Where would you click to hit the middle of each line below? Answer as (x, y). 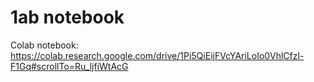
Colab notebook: (44, 45)
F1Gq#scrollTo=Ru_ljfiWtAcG (69, 66)
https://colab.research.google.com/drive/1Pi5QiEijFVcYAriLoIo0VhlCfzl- (157, 55)
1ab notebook (67, 17)
